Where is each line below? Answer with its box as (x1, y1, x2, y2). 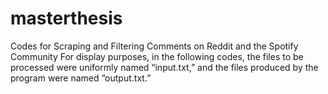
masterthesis (10, 7, 123, 30)
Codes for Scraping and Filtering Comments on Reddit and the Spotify (10, 40, 299, 52)
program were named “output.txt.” (10, 72, 152, 84)
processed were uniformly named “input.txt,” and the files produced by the (10, 61, 319, 73)
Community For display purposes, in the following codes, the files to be (10, 50, 304, 62)
